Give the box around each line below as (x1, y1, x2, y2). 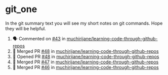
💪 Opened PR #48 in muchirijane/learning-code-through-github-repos (12, 53, 159, 59)
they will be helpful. (5, 25, 47, 31)
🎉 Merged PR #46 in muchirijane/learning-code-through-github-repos (12, 64, 159, 70)
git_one (5, 4, 37, 15)
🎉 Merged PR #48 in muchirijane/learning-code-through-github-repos (12, 48, 159, 54)
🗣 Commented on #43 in (12, 35, 66, 41)
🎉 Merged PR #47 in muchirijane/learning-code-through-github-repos (12, 59, 159, 65)
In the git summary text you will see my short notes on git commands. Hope (5, 20, 163, 26)
